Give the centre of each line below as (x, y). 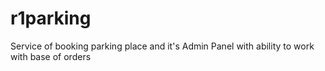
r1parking (51, 18)
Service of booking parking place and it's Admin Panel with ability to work (162, 46)
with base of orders (51, 56)
